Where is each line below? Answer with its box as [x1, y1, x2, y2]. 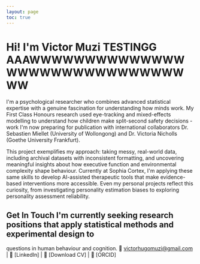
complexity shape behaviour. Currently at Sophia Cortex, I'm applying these [6, 167, 193, 175]
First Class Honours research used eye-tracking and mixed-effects [6, 111, 171, 118]
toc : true [6, 14, 31, 20]
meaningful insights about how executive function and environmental [6, 161, 177, 168]
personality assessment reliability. [6, 193, 90, 200]
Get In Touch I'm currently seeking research [6, 210, 174, 220]
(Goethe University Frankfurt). [6, 136, 81, 144]
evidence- [160, 173, 186, 181]
